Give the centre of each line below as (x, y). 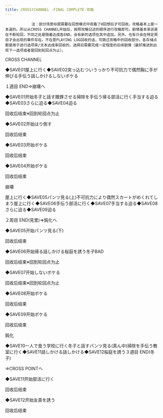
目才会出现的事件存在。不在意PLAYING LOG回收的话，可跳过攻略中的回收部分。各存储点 (81, 40)
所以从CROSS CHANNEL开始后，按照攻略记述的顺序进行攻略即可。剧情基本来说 (87, 29)
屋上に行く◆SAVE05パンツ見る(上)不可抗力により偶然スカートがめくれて (79, 197)
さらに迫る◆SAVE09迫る (31, 209)
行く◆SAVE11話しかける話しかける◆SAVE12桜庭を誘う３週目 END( (82, 352)
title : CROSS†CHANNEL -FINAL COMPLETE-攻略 (50, 10)
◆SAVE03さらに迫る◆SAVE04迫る (41, 103)
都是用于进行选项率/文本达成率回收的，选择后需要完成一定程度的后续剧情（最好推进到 (79, 45)
